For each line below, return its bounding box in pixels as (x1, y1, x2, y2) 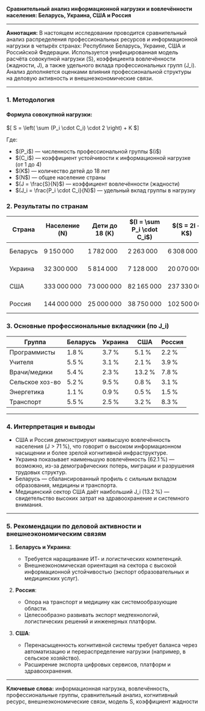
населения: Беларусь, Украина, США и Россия (6, 12, 131, 19)
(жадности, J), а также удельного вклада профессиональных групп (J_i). (6, 62, 196, 69)
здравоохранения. (24, 668, 73, 675)
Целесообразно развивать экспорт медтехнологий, (24, 612, 160, 619)
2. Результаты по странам (6, 202, 88, 211)
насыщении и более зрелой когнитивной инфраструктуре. (15, 449, 168, 457)
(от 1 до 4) (15, 161, 42, 168)
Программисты (9, 348, 56, 356)
